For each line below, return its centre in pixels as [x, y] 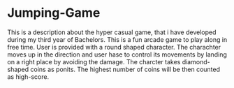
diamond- [196, 61]
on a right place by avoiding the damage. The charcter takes [94, 61]
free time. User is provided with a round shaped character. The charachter [114, 47]
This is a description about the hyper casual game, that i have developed [112, 32]
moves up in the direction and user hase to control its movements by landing [117, 54]
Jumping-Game [54, 13]
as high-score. [28, 76]
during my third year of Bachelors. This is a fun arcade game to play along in [117, 39]
